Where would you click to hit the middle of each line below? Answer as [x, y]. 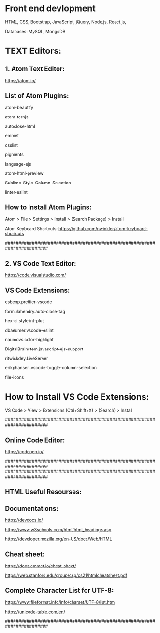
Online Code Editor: [35, 440]
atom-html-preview [24, 173]
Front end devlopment [50, 8]
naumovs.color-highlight [29, 340]
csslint [12, 145]
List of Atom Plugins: [37, 96]
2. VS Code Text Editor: [41, 263]
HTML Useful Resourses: [44, 492]
